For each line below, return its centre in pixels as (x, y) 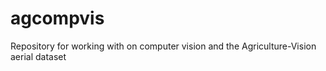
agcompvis (57, 18)
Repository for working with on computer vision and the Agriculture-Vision (163, 46)
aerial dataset (38, 56)
